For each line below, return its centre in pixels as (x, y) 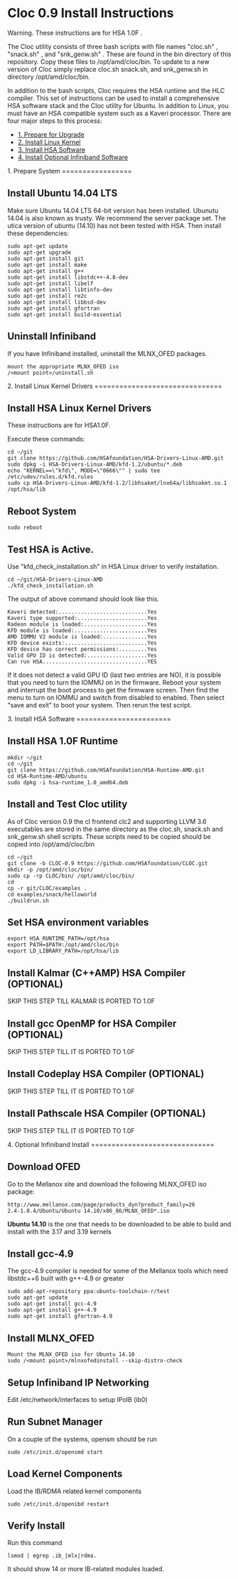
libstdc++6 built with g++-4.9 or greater (66, 1278)
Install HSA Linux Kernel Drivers (79, 408)
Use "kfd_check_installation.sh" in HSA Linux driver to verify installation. (113, 566)
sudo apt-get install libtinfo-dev (60, 289)
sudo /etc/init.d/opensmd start (55, 1452)
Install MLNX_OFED (51, 1338)
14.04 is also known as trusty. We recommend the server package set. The (117, 218)
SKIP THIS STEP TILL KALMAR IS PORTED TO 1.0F (81, 1001)
